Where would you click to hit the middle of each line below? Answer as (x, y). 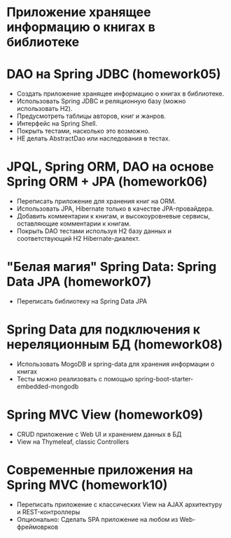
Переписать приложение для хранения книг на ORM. (96, 202)
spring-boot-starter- (164, 379)
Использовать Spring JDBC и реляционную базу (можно (101, 101)
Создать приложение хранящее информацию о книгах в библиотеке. (120, 94)
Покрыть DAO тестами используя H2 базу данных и (94, 231)
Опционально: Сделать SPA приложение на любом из (97, 519)
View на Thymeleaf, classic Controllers (73, 441)
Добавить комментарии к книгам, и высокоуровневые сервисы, (113, 216)
